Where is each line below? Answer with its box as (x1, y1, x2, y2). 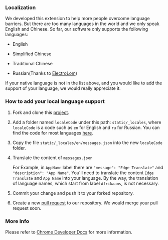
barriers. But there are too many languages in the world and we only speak (5, 21, 159, 27)
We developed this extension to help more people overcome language (5, 16, 150, 22)
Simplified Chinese (12, 51, 52, 57)
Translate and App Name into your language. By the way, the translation (12, 175, 158, 181)
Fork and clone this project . (12, 109, 69, 115)
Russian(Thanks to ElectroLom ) (12, 70, 78, 76)
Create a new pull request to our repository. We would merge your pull (12, 200, 158, 206)
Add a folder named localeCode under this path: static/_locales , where (12, 119, 161, 125)
